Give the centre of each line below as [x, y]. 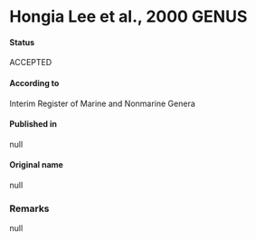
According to [34, 82]
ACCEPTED [31, 63]
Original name [36, 165]
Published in [33, 124]
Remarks [29, 208]
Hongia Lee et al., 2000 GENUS [128, 17]
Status [22, 42]
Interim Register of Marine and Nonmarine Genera [103, 103]
